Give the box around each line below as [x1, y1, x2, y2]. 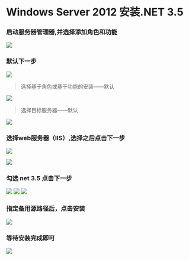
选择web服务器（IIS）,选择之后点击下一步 [6, 134, 126, 142]
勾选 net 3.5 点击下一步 [6, 174, 72, 182]
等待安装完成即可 [6, 234, 55, 242]
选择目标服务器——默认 [20, 106, 78, 113]
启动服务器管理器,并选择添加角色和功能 [6, 28, 117, 36]
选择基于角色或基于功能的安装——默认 [20, 83, 114, 90]
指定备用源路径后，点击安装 [6, 204, 85, 213]
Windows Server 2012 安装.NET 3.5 [6, 5, 184, 19]
